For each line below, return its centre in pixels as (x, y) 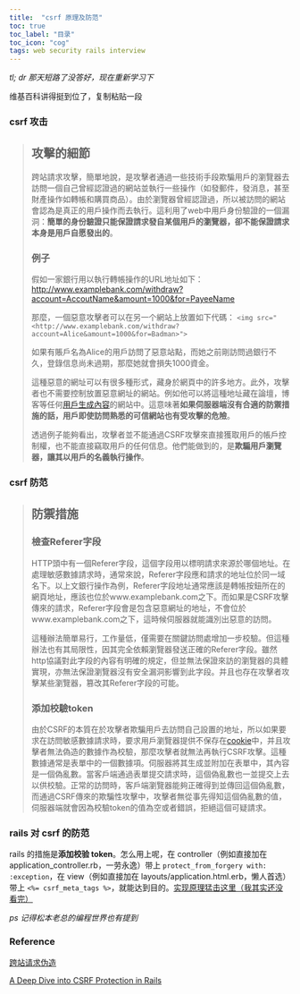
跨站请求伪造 (33, 962)
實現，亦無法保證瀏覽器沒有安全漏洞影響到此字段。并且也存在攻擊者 (156, 671)
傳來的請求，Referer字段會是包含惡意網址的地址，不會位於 (139, 607)
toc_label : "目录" (42, 34)
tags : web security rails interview (77, 51)
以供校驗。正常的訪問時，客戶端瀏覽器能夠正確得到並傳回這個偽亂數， (160, 786)
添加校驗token (62, 708)
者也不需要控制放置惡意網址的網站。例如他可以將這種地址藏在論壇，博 (160, 394)
